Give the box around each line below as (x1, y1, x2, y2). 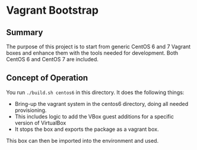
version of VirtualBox (14, 119, 66, 126)
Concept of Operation (6, 73, 88, 83)
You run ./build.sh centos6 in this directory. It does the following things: (6, 89, 185, 96)
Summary (6, 27, 43, 37)
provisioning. (14, 107, 47, 114)
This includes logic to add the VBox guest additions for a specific (14, 112, 174, 120)
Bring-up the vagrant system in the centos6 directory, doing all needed (14, 100, 189, 107)
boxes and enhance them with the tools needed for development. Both (6, 49, 179, 57)
